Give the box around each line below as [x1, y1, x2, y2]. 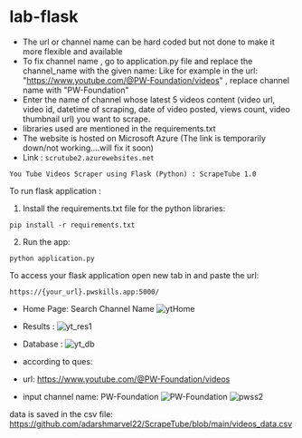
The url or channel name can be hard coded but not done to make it [22, 36, 276, 47]
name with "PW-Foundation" [22, 84, 129, 95]
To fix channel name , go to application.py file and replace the [22, 55, 253, 66]
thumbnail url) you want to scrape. [22, 113, 151, 124]
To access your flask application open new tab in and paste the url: [9, 269, 260, 280]
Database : [22, 338, 63, 349]
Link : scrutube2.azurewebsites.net [22, 151, 156, 162]
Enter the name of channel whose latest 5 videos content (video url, [22, 93, 276, 105]
